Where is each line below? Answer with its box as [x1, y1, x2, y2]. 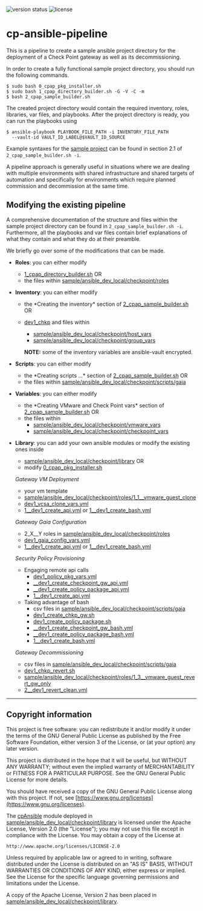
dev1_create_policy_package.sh [33, 617, 112, 625]
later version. [6, 745, 39, 752]
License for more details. [6, 775, 68, 783]
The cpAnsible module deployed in [6, 812, 93, 820]
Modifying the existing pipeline [6, 200, 126, 210]
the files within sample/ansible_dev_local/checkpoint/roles [24, 277, 169, 284]
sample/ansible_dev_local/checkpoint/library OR [24, 457, 144, 464]
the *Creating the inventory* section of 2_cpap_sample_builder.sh [24, 300, 189, 308]
